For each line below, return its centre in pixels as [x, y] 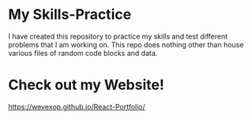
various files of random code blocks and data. [83, 53]
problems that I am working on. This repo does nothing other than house [126, 44]
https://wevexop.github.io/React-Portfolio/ [77, 106]
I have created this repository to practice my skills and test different [118, 36]
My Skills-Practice [70, 15]
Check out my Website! [86, 85]
